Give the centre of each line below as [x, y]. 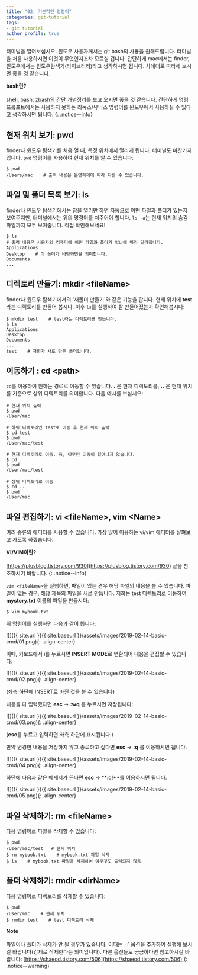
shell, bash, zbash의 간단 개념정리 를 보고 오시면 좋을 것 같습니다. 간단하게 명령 [98, 100]
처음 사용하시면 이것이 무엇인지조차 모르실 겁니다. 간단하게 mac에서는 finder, [101, 59]
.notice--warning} [28, 966]
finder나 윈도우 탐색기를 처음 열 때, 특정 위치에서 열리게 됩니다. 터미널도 [89, 150]
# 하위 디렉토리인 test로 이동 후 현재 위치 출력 [58, 428]
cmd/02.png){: [24, 680]
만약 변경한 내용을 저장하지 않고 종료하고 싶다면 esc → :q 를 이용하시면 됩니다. [97, 747]
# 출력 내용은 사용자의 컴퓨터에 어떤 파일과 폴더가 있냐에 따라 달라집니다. [85, 242]
